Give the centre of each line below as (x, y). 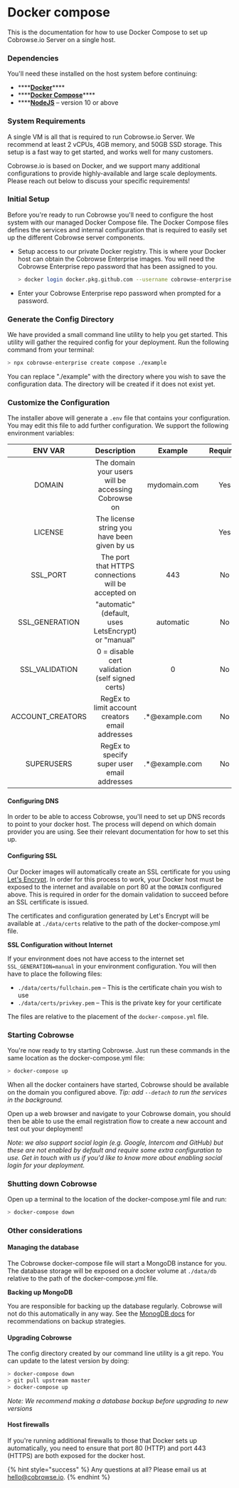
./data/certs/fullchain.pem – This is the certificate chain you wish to (120, 987)
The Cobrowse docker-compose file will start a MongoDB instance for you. (117, 1264)
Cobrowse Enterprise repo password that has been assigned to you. (117, 266)
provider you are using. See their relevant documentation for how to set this (118, 832)
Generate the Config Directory (61, 319)
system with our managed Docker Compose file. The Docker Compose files (118, 222)
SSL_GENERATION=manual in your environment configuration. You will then (112, 966)
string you (115, 528)
